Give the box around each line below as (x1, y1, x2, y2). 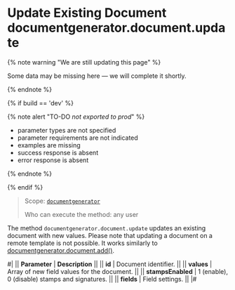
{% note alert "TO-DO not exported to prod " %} (7, 112, 145, 121)
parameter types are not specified (17, 126, 116, 134)
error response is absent (17, 156, 89, 164)
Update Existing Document (7, 5, 167, 21)
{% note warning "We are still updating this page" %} (7, 58, 161, 66)
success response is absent (17, 148, 99, 157)
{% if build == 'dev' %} (7, 98, 74, 107)
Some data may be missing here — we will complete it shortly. (7, 72, 187, 80)
